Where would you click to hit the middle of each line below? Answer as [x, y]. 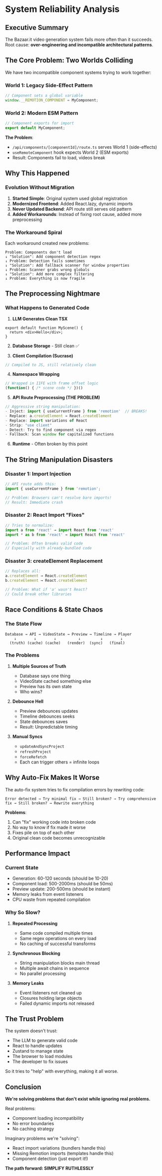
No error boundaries [33, 1124]
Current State [22, 867]
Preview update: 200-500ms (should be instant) [61, 889]
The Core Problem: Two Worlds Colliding [69, 60]
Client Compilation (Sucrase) [43, 356]
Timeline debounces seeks [47, 716]
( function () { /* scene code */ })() [44, 388]
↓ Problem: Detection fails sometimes [45, 261]
